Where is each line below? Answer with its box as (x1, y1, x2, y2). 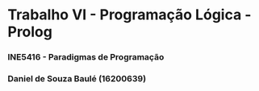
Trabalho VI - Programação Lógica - (7, 6, 252, 24)
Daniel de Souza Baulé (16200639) (7, 73, 147, 85)
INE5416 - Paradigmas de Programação (7, 52, 165, 63)
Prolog (7, 23, 53, 41)
